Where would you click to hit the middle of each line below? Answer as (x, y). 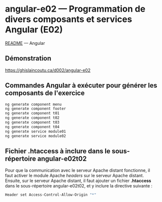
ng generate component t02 (32, 118)
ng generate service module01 (36, 131)
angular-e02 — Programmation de (75, 9)
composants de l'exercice (45, 93)
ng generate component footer (36, 109)
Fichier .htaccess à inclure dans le (58, 151)
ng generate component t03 (32, 123)
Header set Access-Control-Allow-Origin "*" (51, 195)
